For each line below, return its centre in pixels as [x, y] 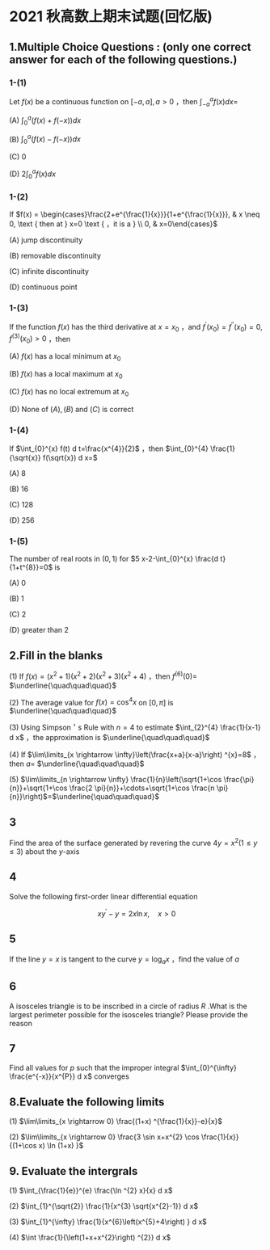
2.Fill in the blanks [56, 655]
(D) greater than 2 [39, 630]
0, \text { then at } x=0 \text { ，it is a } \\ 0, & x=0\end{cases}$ [113, 224]
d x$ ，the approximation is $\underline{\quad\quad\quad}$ [110, 738]
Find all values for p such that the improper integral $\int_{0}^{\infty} [123, 1068]
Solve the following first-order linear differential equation [103, 896]
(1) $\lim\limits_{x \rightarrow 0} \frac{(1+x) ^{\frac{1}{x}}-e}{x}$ [116, 1122]
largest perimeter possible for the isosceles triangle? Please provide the [129, 1014]
